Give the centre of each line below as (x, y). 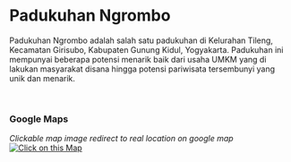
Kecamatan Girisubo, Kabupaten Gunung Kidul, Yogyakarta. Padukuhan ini (146, 49)
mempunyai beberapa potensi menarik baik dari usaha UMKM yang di (138, 59)
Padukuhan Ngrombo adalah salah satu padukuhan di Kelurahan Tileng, (141, 40)
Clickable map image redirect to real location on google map (122, 139)
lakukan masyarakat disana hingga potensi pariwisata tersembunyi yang (142, 69)
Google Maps (39, 119)
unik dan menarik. (43, 78)
